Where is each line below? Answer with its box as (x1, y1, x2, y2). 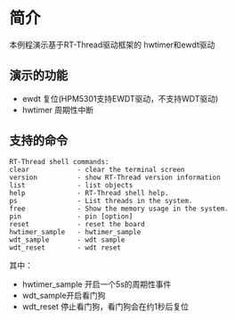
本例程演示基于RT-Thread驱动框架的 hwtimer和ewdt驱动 (9, 39, 215, 50)
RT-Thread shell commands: (9, 157, 109, 166)
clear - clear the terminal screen (9, 165, 185, 174)
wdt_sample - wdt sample (9, 235, 126, 244)
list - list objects (9, 180, 134, 190)
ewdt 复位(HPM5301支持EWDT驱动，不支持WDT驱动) (21, 93, 219, 103)
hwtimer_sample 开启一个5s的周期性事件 (21, 278, 172, 290)
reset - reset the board (9, 219, 145, 228)
